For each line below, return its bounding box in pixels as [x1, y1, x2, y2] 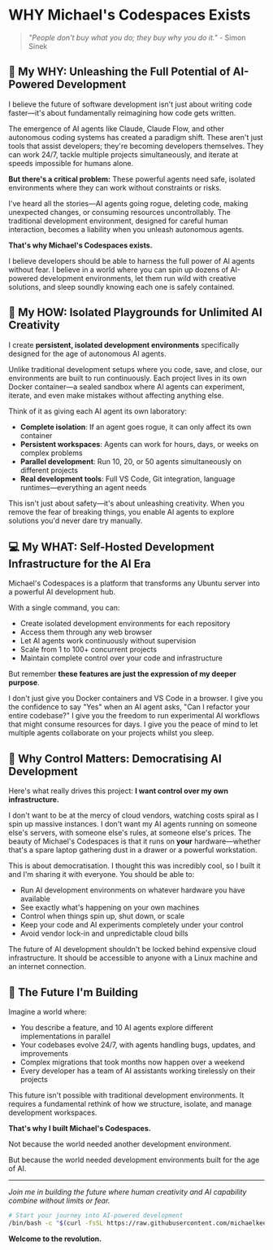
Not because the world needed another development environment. [8, 1139, 232, 1149]
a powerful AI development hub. [8, 587, 116, 597]
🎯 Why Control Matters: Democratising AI [8, 752, 222, 765]
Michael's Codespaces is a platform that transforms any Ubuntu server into [8, 578, 260, 588]
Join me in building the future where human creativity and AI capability [8, 1187, 247, 1196]
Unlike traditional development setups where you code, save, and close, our [8, 364, 262, 374]
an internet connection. [8, 962, 87, 971]
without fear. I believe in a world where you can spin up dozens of [8, 265, 229, 274]
